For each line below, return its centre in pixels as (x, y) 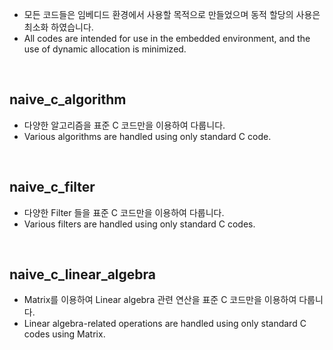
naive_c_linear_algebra (83, 274)
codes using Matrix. (64, 334)
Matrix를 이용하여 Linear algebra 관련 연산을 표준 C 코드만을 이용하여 (160, 300)
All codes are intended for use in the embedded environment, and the (167, 38)
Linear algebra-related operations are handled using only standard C (165, 324)
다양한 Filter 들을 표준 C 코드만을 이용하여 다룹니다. (124, 212)
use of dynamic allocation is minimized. (105, 49)
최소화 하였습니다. (58, 27)
